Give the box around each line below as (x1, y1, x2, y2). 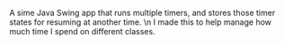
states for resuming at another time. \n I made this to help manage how (9, 17, 272, 27)
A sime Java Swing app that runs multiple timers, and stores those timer (9, 8, 276, 18)
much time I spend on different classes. (9, 26, 155, 36)
